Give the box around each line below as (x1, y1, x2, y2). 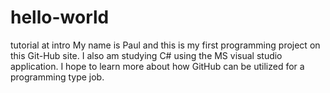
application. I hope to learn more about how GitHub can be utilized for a (10, 60, 305, 72)
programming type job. (10, 71, 105, 83)
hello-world (10, 6, 110, 29)
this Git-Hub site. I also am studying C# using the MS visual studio (10, 49, 283, 61)
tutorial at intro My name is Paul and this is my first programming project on (10, 39, 321, 51)
